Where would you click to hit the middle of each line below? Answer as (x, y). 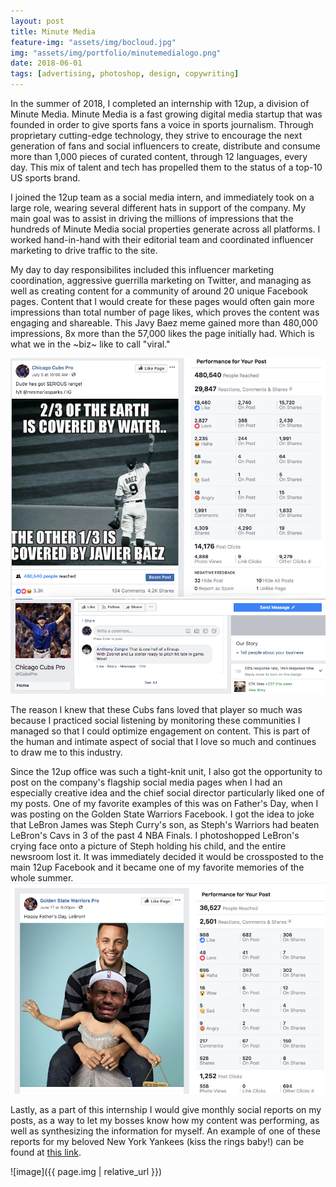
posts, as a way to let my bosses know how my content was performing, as (165, 1121)
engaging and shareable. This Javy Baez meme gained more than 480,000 (164, 323)
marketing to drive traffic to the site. (84, 250)
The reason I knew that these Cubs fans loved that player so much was (156, 710)
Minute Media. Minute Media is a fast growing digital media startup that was (166, 114)
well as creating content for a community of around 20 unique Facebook (159, 291)
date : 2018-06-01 (46, 63)
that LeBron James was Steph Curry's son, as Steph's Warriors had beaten (165, 825)
